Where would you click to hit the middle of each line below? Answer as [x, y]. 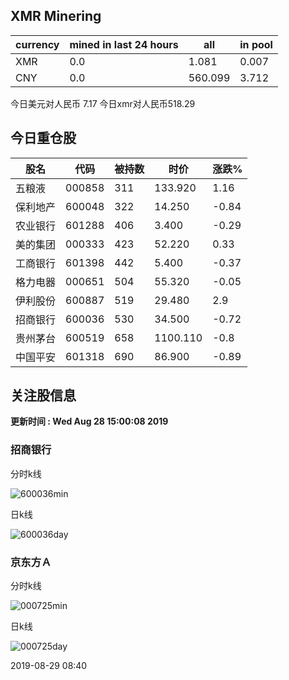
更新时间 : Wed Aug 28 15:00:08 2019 [89, 421]
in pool [256, 44]
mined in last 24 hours [124, 44]
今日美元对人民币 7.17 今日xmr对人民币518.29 [103, 103]
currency [37, 44]
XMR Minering [56, 16]
